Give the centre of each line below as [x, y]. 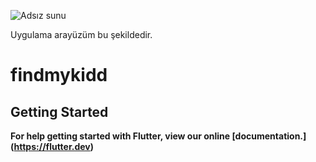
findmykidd [59, 75]
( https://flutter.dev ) [52, 146]
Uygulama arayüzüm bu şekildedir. [81, 34]
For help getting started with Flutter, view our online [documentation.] [158, 136]
